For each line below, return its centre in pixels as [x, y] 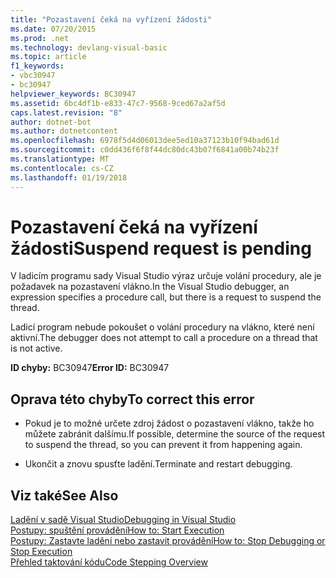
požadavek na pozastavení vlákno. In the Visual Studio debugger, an [150, 287]
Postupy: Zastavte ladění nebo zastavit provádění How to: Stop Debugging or [168, 541]
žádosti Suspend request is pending [161, 248]
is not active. [36, 348]
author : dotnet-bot [51, 122]
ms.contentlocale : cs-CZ [62, 168]
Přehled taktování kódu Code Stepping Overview [109, 562]
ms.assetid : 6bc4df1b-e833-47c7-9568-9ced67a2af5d [118, 103]
